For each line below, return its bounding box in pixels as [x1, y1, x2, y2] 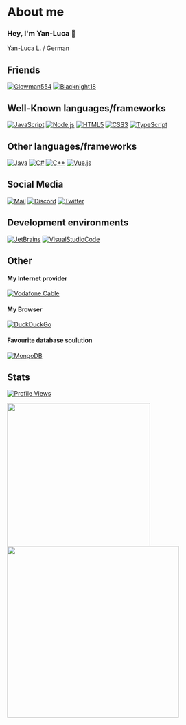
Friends [7, 64, 40, 76]
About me [7, 4, 65, 20]
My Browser [7, 305, 43, 313]
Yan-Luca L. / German [7, 44, 70, 52]
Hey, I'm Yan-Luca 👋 [7, 29, 76, 38]
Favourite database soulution [7, 336, 93, 344]
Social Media [7, 179, 64, 190]
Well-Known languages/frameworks [7, 102, 166, 114]
